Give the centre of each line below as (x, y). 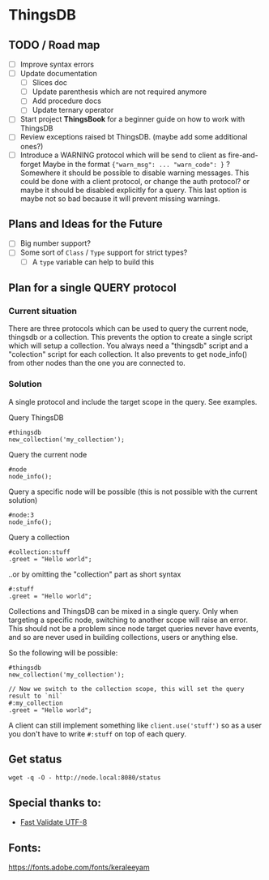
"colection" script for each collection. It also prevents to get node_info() (128, 354)
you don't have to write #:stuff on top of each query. (98, 734)
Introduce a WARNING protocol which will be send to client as (123, 155)
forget (30, 164)
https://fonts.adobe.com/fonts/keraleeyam (79, 867)
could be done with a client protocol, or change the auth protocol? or (135, 181)
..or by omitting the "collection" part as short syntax (95, 574)
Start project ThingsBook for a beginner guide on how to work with (132, 119)
